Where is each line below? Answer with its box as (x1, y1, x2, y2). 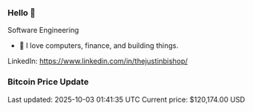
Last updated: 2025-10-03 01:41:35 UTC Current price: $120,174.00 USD (7, 94, 246, 104)
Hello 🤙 (7, 7, 36, 18)
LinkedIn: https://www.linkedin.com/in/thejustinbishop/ (7, 56, 188, 66)
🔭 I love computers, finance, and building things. (18, 41, 179, 50)
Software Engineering (7, 26, 79, 35)
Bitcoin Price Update (7, 76, 89, 87)
